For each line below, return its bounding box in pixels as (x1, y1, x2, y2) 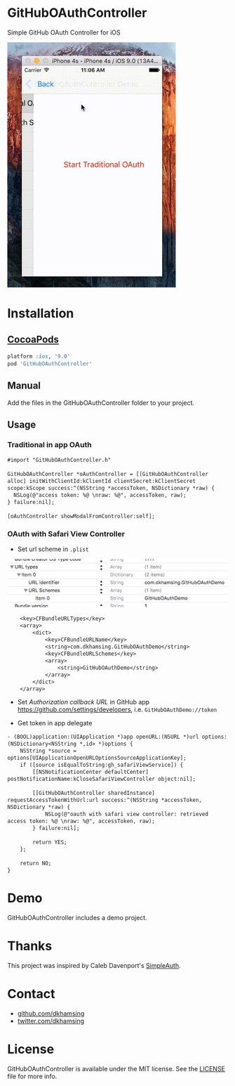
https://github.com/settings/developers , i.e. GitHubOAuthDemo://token (17, 705, 217, 713)
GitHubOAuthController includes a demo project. (7, 913, 147, 922)
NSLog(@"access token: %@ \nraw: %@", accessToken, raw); (13, 492, 187, 499)
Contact (7, 985, 55, 1002)
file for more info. (7, 1072, 58, 1080)
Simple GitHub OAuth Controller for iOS (7, 28, 121, 37)
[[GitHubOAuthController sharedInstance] (32, 789, 156, 796)
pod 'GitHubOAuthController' (7, 360, 93, 367)
